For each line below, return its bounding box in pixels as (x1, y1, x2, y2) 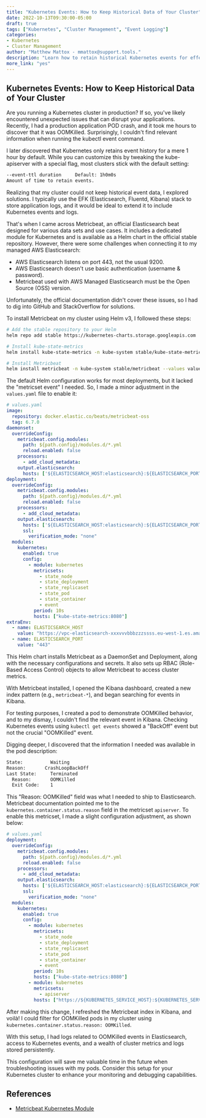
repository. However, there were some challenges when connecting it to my (6, 240, 197, 248)
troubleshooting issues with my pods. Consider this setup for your (6, 1064, 174, 1072)
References (6, 1089, 51, 1099)
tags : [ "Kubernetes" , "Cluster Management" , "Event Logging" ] (6, 26, 169, 33)
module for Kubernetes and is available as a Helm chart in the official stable (6, 233, 197, 241)
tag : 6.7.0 (12, 419, 40, 425)
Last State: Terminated (6, 770, 78, 777)
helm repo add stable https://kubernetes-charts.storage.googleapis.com (6, 332, 196, 338)
